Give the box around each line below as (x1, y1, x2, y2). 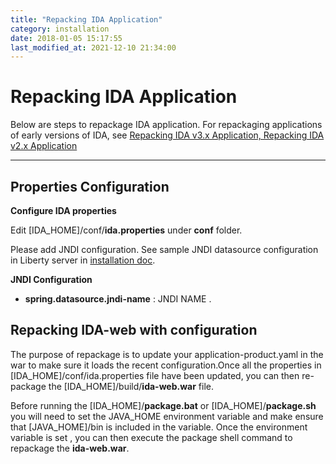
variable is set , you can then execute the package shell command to (10, 431, 293, 443)
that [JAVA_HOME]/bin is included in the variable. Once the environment (10, 421, 308, 433)
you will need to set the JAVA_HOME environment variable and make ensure (10, 410, 324, 422)
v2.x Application (10, 140, 78, 152)
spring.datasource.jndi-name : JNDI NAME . (24, 293, 212, 305)
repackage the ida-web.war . (10, 442, 130, 454)
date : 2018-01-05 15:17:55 (10, 33, 123, 43)
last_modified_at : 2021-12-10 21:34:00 (10, 42, 177, 53)
